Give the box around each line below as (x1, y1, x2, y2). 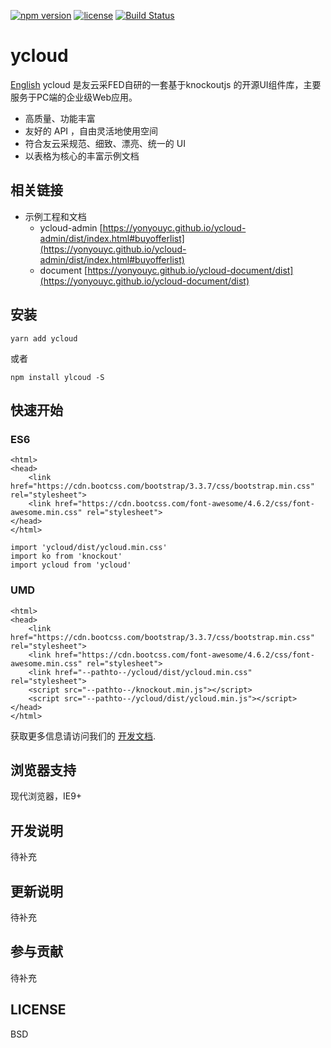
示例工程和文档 (24, 210, 87, 222)
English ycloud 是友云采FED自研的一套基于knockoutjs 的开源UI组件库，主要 (10, 78, 322, 90)
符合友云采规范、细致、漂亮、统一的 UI (24, 137, 186, 149)
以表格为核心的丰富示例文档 (24, 150, 140, 162)
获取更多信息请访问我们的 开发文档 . (10, 730, 156, 742)
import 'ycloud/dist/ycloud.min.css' (10, 543, 168, 553)
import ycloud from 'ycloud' (10, 560, 132, 570)
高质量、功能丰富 (24, 112, 96, 124)
